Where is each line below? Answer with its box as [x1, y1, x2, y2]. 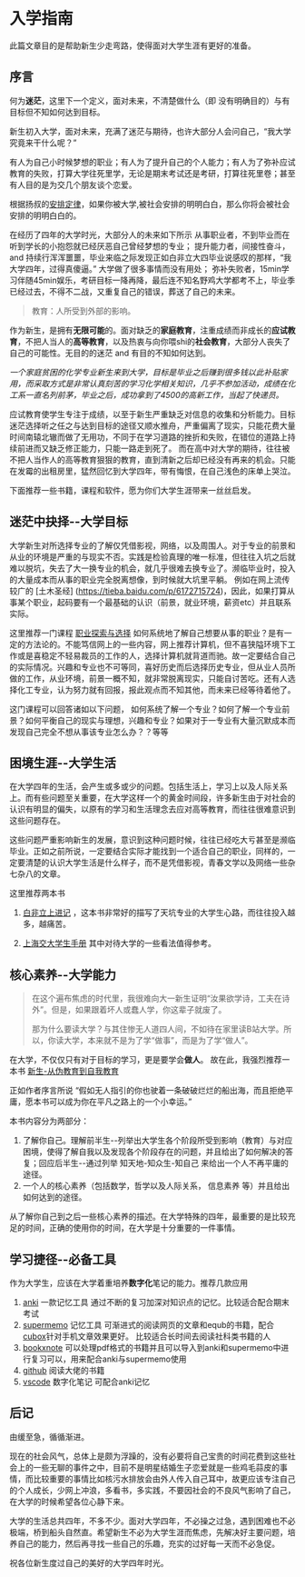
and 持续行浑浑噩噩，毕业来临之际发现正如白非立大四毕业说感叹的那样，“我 [9, 252, 292, 263]
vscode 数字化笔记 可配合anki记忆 [22, 1376, 151, 1387]
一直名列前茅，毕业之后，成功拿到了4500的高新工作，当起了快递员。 [25, 389, 284, 400]
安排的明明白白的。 [9, 210, 82, 221]
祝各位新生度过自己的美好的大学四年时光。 [9, 1557, 169, 1568]
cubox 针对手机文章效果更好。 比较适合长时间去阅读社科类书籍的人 [22, 1331, 271, 1342]
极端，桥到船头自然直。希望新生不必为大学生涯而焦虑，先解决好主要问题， [9, 1526, 288, 1537]
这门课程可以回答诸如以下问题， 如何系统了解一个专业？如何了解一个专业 [9, 704, 282, 714]
